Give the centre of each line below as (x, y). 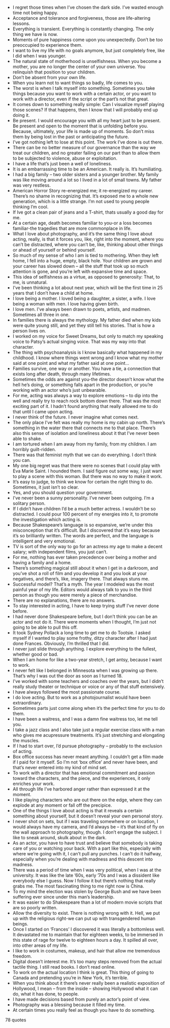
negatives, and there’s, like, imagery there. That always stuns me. (81, 579)
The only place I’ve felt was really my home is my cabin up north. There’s (89, 422)
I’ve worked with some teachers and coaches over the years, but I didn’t (88, 681)
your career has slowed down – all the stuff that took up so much (80, 266)
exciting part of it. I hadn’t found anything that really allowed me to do (85, 406)
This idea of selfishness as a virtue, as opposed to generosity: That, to (86, 277)
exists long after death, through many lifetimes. (62, 374)
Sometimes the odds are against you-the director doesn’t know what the (88, 379)
